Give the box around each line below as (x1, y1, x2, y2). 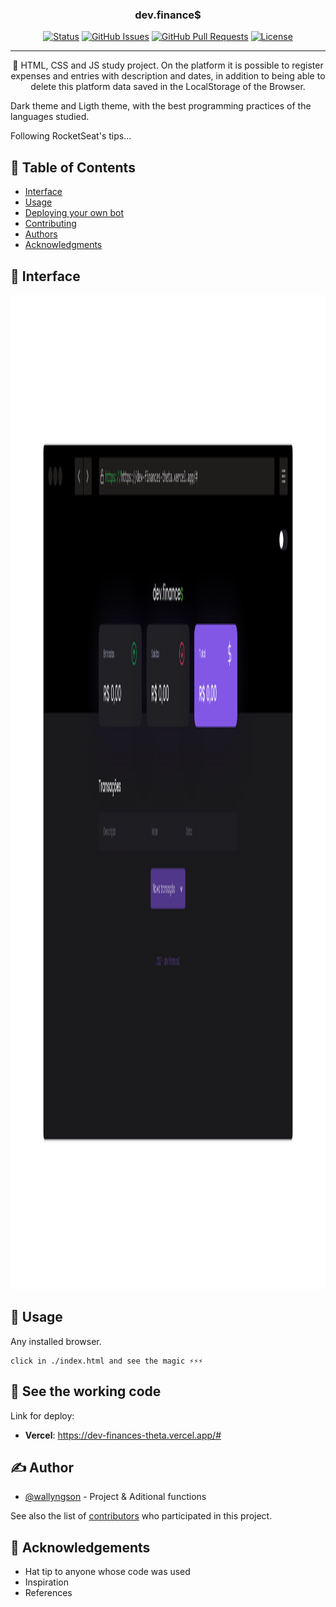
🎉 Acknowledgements (10, 1539, 151, 1556)
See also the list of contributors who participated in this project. (10, 1510, 273, 1522)
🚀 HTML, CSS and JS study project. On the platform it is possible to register (12, 59, 324, 72)
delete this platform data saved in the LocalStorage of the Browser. (30, 81, 306, 93)
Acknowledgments (24, 239, 103, 251)
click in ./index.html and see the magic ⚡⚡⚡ (10, 1356, 203, 1366)
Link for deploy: (10, 1409, 75, 1422)
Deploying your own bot (24, 207, 125, 219)
